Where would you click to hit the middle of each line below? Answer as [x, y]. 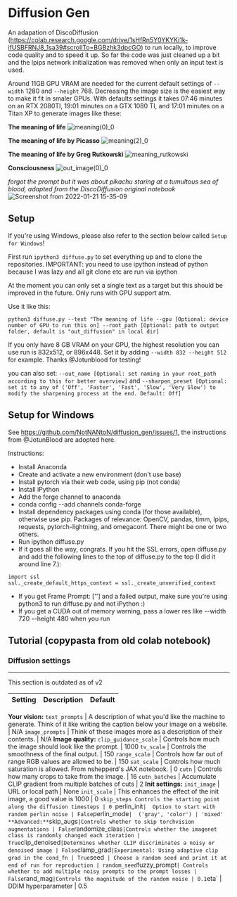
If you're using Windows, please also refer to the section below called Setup [118, 235]
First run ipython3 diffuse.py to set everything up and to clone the [105, 256]
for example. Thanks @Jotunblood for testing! [75, 360]
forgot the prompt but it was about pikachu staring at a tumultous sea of [113, 182]
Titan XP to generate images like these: [65, 113]
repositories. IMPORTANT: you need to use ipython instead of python [108, 264]
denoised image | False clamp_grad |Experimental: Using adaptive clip [113, 850]
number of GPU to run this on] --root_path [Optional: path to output [114, 325]
